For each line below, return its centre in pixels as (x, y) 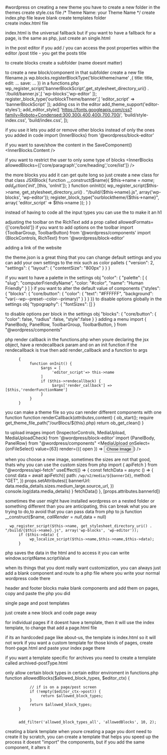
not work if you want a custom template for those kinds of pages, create (79, 643)
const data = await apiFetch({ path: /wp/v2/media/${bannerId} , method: (78, 475)
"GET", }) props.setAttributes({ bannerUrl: (48, 480)
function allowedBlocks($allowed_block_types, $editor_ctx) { (68, 678)
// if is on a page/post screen (63, 687)
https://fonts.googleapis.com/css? (97, 110)
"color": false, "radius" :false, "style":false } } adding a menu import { (76, 319)
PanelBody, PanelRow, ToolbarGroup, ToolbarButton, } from (66, 324)
